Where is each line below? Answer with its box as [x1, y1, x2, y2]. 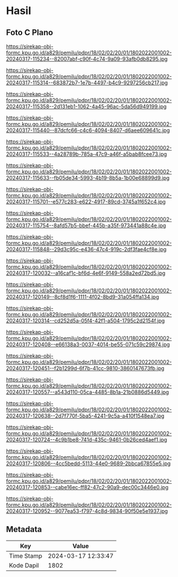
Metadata [6, 524, 42, 534]
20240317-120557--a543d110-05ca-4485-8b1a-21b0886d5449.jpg [6, 388, 169, 395]
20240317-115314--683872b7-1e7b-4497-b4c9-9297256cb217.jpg [6, 79, 168, 86]
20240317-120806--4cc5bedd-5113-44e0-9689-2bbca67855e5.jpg [6, 460, 171, 467]
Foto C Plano [6, 28, 53, 37]
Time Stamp [9, 552, 43, 560]
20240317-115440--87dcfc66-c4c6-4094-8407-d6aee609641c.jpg [6, 127, 170, 134]
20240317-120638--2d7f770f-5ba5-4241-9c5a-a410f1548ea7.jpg [6, 412, 165, 419]
